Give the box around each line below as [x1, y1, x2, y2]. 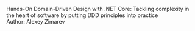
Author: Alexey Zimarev [6, 18, 65, 25]
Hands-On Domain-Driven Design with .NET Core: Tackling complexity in [6, 5, 190, 12]
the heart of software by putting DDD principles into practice [6, 12, 158, 19]
